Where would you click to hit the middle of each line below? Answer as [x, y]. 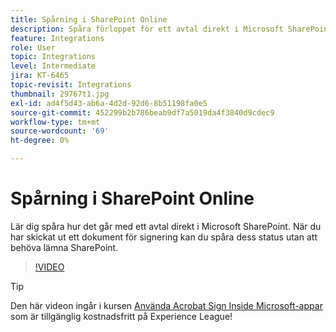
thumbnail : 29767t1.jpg [60, 94]
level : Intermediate [53, 66]
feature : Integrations [57, 38]
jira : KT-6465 [40, 76]
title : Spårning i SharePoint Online [89, 19]
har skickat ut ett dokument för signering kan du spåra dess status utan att [164, 237]
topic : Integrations [53, 57]
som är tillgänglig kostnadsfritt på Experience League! [121, 316]
